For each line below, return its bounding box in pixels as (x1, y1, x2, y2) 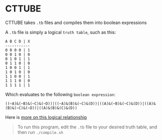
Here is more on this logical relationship (5, 114, 87, 120)
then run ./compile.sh (17, 129, 64, 135)
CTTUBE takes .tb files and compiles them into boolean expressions (5, 19, 147, 25)
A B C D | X (5, 38, 30, 44)
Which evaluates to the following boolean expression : (5, 91, 116, 97)
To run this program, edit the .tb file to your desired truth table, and (17, 123, 157, 130)
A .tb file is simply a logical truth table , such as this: (5, 29, 116, 35)
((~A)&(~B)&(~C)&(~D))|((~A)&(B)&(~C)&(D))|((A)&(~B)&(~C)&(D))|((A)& (5, 101, 156, 106)
